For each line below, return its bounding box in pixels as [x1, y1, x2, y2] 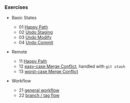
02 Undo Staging [18, 29, 53, 35]
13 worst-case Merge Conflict [18, 69, 79, 74]
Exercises [4, 4, 29, 11]
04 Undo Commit [18, 40, 54, 45]
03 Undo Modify [18, 34, 52, 40]
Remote [11, 49, 28, 55]
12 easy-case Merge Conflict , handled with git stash [18, 63, 126, 69]
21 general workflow [18, 88, 60, 93]
